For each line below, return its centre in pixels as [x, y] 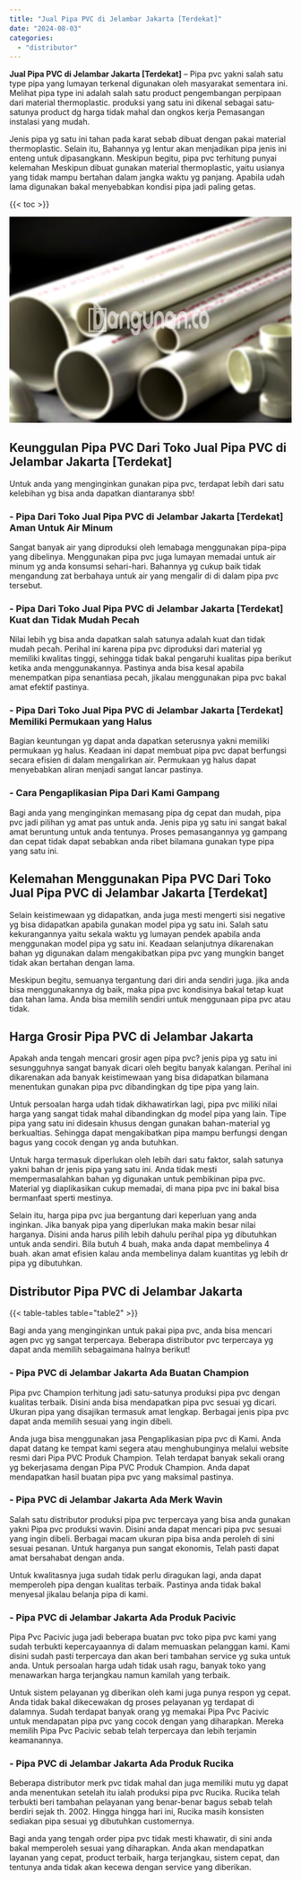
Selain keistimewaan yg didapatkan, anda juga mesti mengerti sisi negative [147, 914]
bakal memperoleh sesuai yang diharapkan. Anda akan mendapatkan [137, 1848]
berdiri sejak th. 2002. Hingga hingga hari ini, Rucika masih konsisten [137, 1812]
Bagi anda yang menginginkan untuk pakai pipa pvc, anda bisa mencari [141, 1330]
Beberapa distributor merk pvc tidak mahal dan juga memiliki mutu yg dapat [149, 1783]
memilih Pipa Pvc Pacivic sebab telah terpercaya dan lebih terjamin [133, 1731]
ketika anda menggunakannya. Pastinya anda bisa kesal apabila [127, 668]
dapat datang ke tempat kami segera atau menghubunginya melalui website [149, 1448]
